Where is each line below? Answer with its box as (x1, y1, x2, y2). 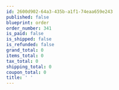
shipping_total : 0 (6, 63, 52, 70)
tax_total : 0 (6, 58, 39, 64)
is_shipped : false (6, 36, 52, 42)
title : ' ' (6, 75, 33, 81)
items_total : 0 (6, 53, 44, 59)
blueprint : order (6, 20, 49, 25)
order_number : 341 (6, 25, 52, 31)
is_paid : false (6, 31, 44, 37)
